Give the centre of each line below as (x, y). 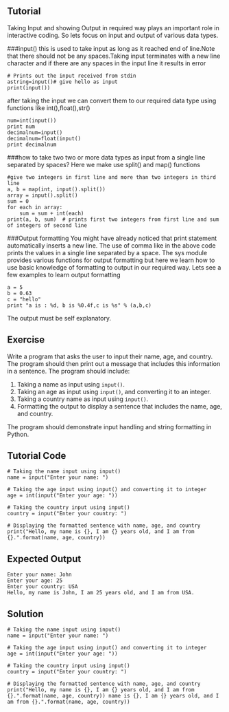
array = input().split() (43, 195)
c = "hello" (24, 299)
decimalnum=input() (35, 132)
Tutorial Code (37, 456)
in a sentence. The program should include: (69, 371)
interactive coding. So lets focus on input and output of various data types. (113, 35)
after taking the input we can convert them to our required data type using (112, 100)
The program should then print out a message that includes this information (114, 363)
